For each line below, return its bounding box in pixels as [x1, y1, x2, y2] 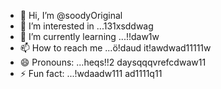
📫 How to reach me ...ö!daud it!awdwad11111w [19, 42, 212, 54]
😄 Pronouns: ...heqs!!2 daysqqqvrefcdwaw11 [19, 56, 207, 68]
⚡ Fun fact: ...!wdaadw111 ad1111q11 [19, 68, 163, 79]
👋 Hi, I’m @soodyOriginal [19, 10, 123, 21]
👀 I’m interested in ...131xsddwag [19, 20, 154, 32]
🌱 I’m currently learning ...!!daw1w [19, 31, 160, 42]
